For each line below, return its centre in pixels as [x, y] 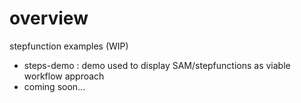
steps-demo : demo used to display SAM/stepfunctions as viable [157, 65]
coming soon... [54, 86]
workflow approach [64, 76]
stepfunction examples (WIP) [69, 46]
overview [49, 18]
